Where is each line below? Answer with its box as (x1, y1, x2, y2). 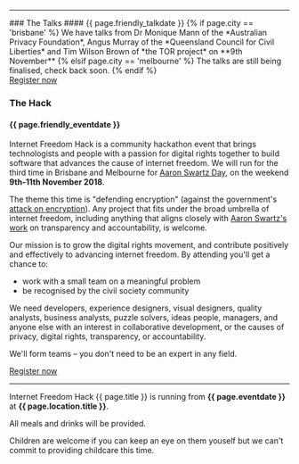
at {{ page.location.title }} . (9, 401, 109, 411)
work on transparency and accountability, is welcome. (9, 222, 207, 233)
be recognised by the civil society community (21, 286, 190, 296)
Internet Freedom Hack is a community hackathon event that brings (9, 139, 256, 150)
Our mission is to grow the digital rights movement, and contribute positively (9, 240, 289, 251)
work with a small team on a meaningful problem (21, 276, 201, 286)
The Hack (9, 96, 52, 109)
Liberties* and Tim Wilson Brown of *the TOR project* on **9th (9, 46, 243, 56)
